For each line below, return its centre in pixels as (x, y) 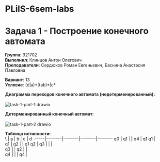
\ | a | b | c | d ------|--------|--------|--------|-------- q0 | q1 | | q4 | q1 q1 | (80, 139)
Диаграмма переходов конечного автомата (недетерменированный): (80, 94)
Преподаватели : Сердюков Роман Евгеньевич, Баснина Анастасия (75, 65)
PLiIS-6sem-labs (40, 9)
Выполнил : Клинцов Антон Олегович (43, 60)
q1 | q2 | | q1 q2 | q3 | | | (29, 144)
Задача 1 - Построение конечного (77, 31)
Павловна (15, 70)
